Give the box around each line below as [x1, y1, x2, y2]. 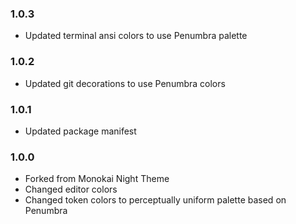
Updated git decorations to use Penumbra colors [24, 77, 226, 89]
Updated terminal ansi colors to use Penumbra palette [24, 30, 248, 42]
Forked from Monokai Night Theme [24, 173, 170, 185]
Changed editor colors [24, 183, 118, 196]
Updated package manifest [24, 125, 137, 137]
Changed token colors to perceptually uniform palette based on [24, 194, 287, 206]
